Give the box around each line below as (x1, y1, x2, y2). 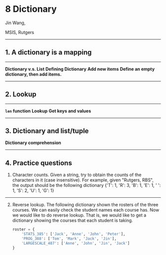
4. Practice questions (5, 159, 73, 167)
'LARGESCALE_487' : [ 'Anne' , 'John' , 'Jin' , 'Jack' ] (21, 241, 130, 246)
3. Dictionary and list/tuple (5, 127, 89, 135)
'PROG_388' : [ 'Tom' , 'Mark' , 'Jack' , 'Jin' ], (21, 236, 117, 241)
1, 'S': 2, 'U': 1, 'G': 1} (12, 187, 54, 193)
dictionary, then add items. (5, 71, 62, 77)
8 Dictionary (5, 3, 57, 15)
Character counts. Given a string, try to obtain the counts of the (12, 172, 142, 178)
